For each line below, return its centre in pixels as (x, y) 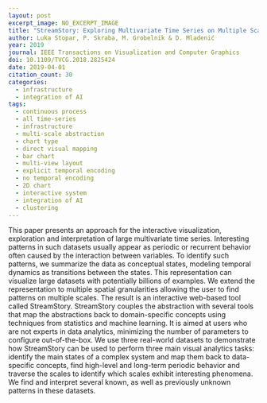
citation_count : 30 (41, 75)
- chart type (37, 141)
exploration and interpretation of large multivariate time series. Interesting (129, 238)
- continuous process (51, 112)
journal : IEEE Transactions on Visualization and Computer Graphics (124, 52)
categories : (28, 82)
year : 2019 (26, 45)
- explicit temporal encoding (65, 171)
